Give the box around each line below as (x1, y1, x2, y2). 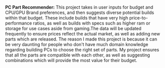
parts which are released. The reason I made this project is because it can (5, 36, 158, 42)
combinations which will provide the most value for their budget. (5, 57, 138, 63)
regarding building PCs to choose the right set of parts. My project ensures (5, 47, 160, 52)
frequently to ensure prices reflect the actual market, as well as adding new (5, 31, 161, 36)
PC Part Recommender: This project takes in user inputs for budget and (5, 4, 154, 10)
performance (5, 20, 32, 26)
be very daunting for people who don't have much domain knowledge (5, 41, 149, 47)
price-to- (129, 15, 148, 20)
